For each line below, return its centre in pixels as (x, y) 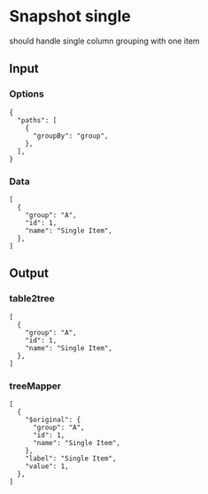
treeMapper (35, 386)
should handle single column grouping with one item (105, 41)
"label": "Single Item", (71, 459)
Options (27, 94)
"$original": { (53, 420)
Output (29, 274)
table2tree (32, 299)
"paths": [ (37, 120)
